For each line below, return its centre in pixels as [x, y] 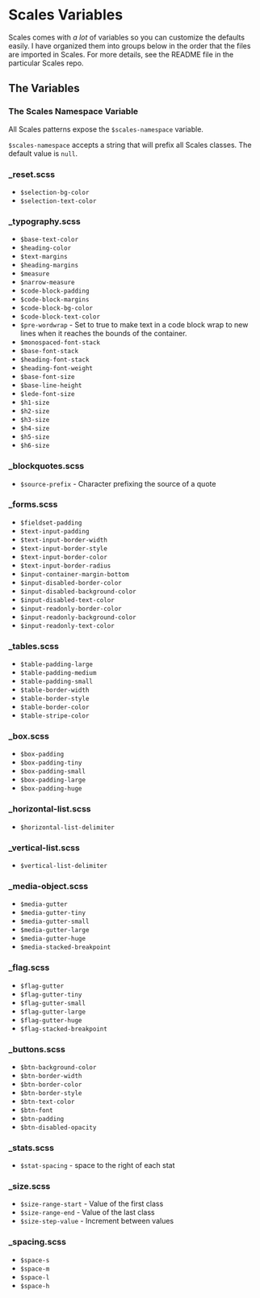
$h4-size [35, 429]
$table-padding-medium [58, 673]
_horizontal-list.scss [50, 809]
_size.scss [29, 1186]
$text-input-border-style [63, 548]
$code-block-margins [55, 300]
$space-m [35, 1269]
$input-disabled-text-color [67, 600]
